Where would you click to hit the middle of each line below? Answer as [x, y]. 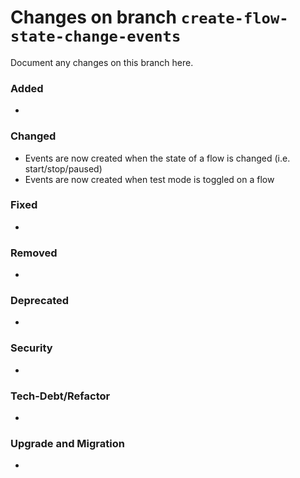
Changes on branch [94, 17]
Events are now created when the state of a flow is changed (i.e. [157, 158]
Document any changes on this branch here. [102, 62]
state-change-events [96, 36]
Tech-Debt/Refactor [60, 396]
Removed [34, 253]
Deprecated [40, 301]
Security [31, 348]
